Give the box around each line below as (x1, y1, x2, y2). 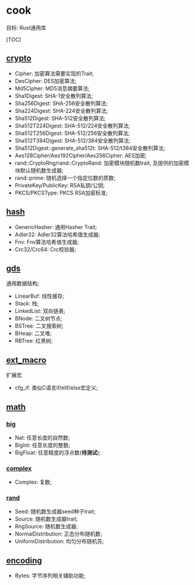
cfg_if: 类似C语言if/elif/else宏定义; (14, 384, 98, 391)
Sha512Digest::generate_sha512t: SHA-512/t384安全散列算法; (14, 144, 165, 151)
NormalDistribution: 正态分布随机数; (14, 530, 102, 537)
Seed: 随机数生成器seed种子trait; (14, 508, 96, 515)
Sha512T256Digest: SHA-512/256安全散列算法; (14, 129, 130, 137)
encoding (6, 555, 43, 565)
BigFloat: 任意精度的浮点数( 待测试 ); (14, 448, 101, 456)
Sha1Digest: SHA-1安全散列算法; (14, 92, 93, 99)
